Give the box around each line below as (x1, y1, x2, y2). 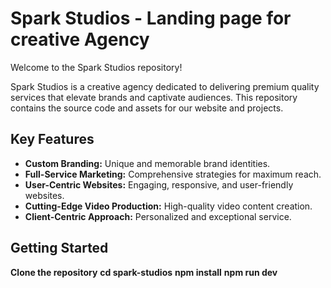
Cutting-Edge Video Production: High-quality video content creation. (24, 200, 313, 212)
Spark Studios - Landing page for (10, 7, 292, 30)
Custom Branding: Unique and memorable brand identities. (24, 157, 271, 169)
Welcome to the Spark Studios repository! (10, 61, 183, 73)
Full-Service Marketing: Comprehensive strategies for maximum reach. (24, 168, 322, 180)
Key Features (10, 131, 95, 148)
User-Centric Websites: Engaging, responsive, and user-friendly (24, 178, 294, 191)
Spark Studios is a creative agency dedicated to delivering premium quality (10, 80, 320, 92)
